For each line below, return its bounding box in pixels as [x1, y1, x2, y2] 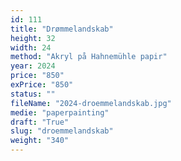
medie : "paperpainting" [10, 107, 110, 118]
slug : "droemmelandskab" [10, 126, 114, 136]
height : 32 [10, 33, 56, 43]
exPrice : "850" [10, 80, 74, 90]
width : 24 [10, 42, 52, 53]
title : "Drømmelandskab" [10, 24, 114, 34]
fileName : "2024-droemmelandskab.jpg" [10, 98, 172, 108]
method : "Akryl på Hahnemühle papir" [10, 52, 168, 62]
